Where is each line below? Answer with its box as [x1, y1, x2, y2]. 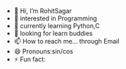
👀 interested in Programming [13, 14, 97, 23]
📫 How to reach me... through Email [13, 37, 120, 45]
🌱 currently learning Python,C [13, 22, 100, 30]
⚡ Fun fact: [13, 55, 46, 63]
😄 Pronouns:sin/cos [13, 47, 74, 56]
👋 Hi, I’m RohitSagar [13, 7, 73, 15]
